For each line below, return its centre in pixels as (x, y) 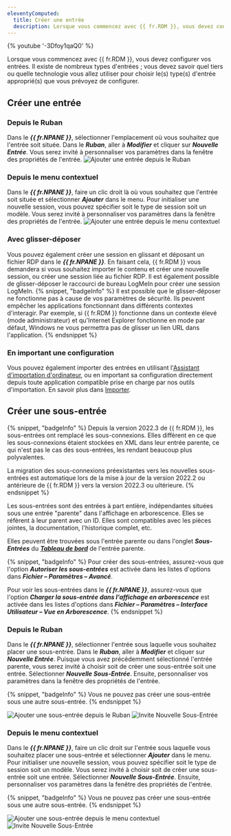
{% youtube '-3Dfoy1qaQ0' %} (51, 46)
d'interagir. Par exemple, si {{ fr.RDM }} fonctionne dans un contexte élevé (112, 313)
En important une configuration (61, 353)
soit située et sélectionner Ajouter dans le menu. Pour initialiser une (103, 200)
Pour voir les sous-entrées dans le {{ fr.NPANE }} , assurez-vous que (104, 589)
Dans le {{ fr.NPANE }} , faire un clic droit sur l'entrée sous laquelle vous (109, 748)
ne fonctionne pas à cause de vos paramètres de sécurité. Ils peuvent (106, 298)
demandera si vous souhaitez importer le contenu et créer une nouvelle (108, 269)
